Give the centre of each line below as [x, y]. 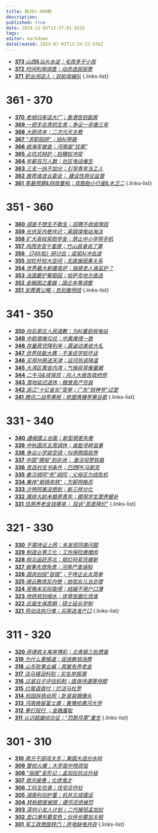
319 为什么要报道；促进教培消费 [53, 659]
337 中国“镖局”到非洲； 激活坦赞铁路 [59, 460]
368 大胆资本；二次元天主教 [49, 132]
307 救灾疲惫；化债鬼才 [43, 780]
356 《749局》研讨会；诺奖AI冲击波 [58, 253]
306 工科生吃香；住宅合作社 [49, 788]
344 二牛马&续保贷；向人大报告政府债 [61, 375]
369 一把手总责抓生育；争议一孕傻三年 [61, 124]
